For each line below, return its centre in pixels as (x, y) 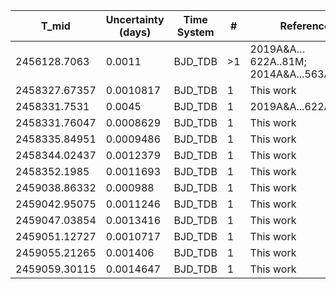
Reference (305, 26)
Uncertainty (135, 19)
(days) (135, 32)
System (195, 32)
